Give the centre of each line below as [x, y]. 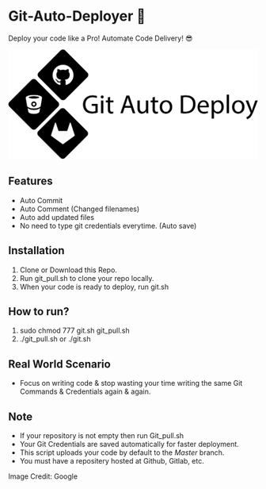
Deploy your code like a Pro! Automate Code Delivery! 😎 [101, 38]
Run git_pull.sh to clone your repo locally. [87, 278]
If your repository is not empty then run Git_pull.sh [102, 435]
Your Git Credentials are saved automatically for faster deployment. [129, 444]
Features [30, 181]
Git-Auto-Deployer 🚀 [77, 16]
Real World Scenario [59, 364]
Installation [36, 250]
